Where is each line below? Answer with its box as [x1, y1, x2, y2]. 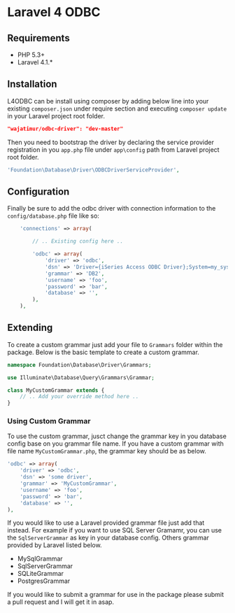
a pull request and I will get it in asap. [7, 598, 114, 606]
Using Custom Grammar [7, 416, 91, 426]
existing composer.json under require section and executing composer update [7, 104, 227, 113]
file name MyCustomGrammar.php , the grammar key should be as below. [7, 447, 206, 456]
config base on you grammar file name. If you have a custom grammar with [7, 439, 224, 448]
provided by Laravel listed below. [7, 541, 103, 549]
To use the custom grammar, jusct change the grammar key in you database [7, 432, 227, 441]
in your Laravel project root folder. [7, 111, 106, 120]
